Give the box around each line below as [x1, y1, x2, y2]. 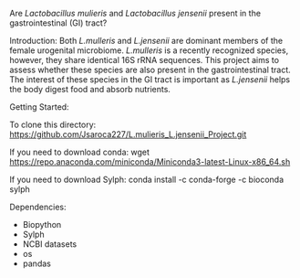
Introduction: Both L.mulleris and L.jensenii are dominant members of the [9, 36, 284, 46]
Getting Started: [9, 102, 70, 112]
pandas [22, 258, 52, 269]
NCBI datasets [22, 239, 78, 250]
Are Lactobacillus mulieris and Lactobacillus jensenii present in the [9, 8, 262, 18]
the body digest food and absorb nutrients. [9, 84, 171, 94]
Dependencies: [9, 201, 67, 212]
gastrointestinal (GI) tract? [9, 17, 108, 28]
